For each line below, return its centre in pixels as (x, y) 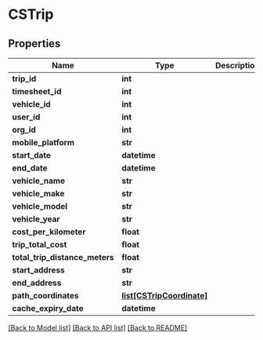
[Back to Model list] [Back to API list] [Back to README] (98, 328)
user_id (26, 117)
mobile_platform (43, 143)
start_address (38, 270)
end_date (30, 168)
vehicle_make (38, 194)
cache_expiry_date (48, 308)
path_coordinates (46, 296)
